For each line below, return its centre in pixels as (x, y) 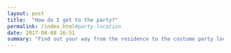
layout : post (26, 13)
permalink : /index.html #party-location (64, 26)
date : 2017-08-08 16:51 (41, 33)
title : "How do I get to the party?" (63, 20)
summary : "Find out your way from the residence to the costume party (110, 39)
